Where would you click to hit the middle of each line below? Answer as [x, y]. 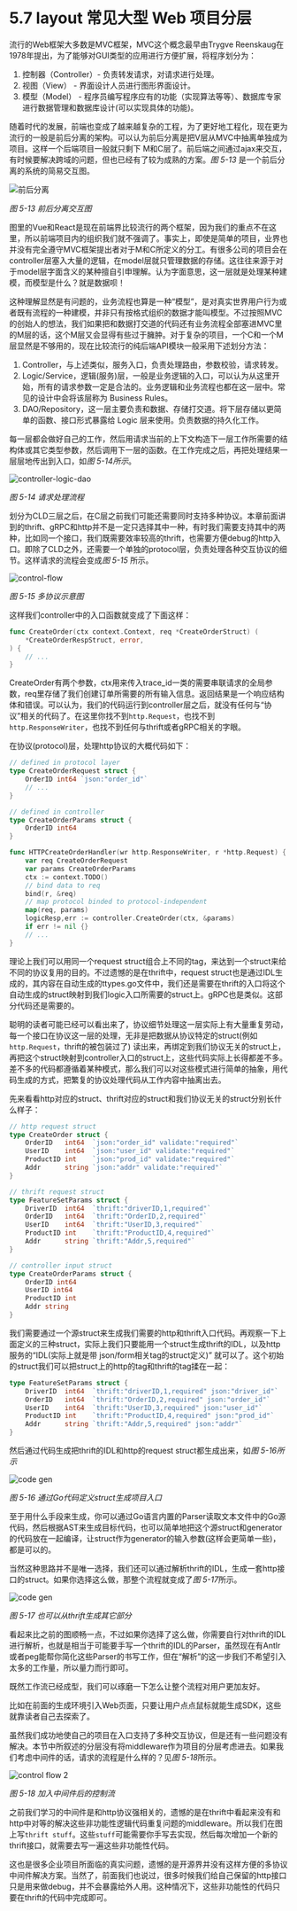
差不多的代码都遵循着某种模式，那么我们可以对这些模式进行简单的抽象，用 [145, 1068]
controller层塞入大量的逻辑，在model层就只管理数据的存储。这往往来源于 [142, 260]
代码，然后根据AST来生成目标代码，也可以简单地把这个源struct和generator [146, 1528]
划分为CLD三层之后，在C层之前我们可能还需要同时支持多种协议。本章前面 [144, 516]
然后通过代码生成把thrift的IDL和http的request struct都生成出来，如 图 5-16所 [147, 1451]
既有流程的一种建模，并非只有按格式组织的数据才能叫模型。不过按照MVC [149, 312]
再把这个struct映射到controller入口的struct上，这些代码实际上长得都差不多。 [148, 1057]
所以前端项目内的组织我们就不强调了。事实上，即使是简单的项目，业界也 [156, 238]
